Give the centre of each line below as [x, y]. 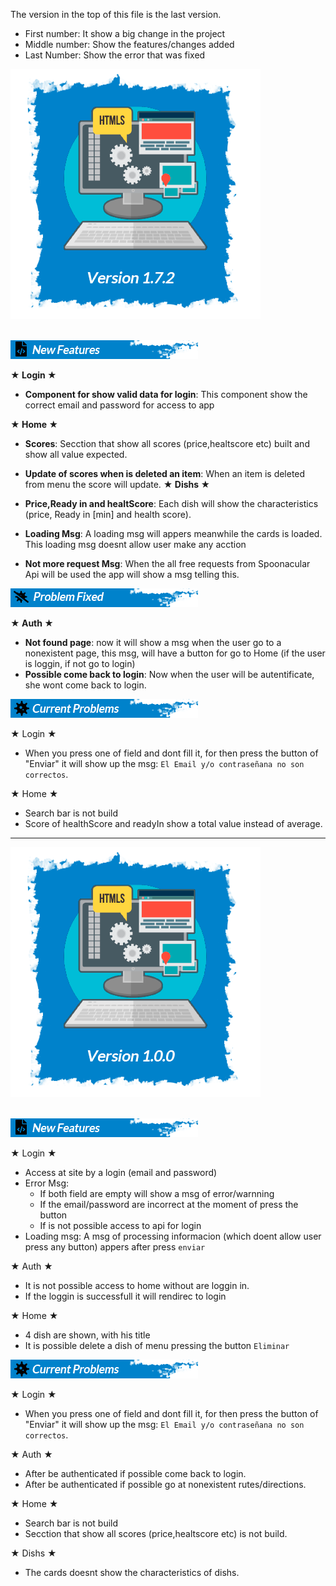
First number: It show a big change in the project [125, 33]
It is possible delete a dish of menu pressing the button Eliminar [157, 1345]
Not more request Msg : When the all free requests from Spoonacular [167, 563]
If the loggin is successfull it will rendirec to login [125, 1296]
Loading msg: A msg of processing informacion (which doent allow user [173, 1236]
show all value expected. [76, 454]
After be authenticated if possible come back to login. [135, 1473]
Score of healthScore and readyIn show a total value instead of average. [173, 823]
